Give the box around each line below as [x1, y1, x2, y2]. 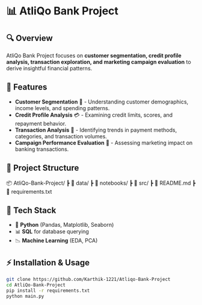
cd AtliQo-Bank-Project [6, 282, 66, 288]
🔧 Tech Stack [6, 205, 57, 216]
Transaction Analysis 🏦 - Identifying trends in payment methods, [14, 126, 177, 134]
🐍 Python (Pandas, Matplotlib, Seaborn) [14, 221, 114, 229]
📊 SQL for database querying [14, 228, 89, 235]
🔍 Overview [6, 33, 53, 43]
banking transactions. [14, 145, 69, 153]
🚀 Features [6, 82, 47, 93]
